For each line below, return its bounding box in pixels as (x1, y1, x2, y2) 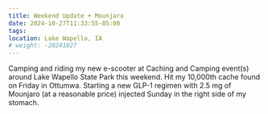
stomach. (8, 98, 39, 108)
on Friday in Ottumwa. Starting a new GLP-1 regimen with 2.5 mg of (8, 81, 232, 91)
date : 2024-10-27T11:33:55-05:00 (8, 19, 121, 27)
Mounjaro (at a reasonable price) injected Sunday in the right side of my (8, 89, 247, 99)
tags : (8, 26, 27, 35)
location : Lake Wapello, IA (8, 34, 103, 43)
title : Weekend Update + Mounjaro (8, 11, 125, 20)
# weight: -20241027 (8, 42, 78, 50)
